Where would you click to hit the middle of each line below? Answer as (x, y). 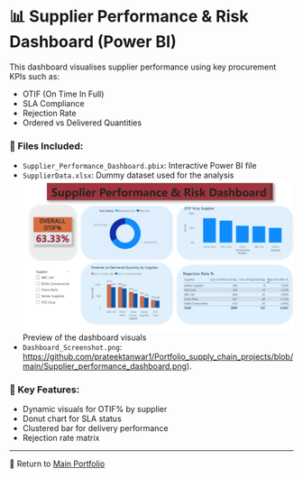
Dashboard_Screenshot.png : (72, 347)
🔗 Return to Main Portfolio (57, 464)
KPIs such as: (35, 76)
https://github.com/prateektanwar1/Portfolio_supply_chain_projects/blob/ (158, 357)
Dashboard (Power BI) (93, 42)
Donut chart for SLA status (72, 418)
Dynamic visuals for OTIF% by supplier (95, 409)
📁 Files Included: (46, 146)
